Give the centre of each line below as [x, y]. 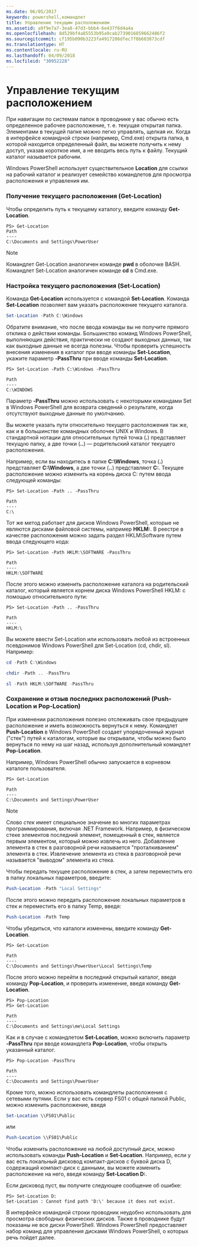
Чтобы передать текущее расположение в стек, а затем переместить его [99, 871]
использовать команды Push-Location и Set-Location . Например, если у [98, 1155]
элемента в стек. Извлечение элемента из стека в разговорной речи [94, 853]
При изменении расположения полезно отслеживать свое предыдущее [97, 719]
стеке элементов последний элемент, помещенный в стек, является [93, 834]
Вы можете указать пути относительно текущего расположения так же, [97, 425]
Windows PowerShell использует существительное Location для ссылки [97, 168]
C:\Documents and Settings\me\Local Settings [63, 1026]
